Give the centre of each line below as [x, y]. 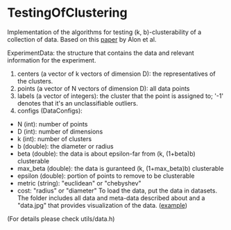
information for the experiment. [52, 60]
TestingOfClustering [67, 13]
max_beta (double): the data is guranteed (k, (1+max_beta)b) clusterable [120, 168]
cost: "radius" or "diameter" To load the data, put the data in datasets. [117, 190]
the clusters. [35, 81]
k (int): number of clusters [54, 139]
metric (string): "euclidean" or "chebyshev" [79, 183]
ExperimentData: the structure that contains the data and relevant [101, 53]
